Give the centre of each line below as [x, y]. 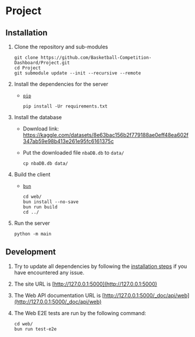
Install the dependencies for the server [61, 84]
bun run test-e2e [35, 329]
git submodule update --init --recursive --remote [77, 73]
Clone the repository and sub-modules [61, 47]
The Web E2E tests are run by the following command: [80, 313]
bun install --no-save [51, 202]
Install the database [38, 117]
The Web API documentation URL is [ [59, 295]
